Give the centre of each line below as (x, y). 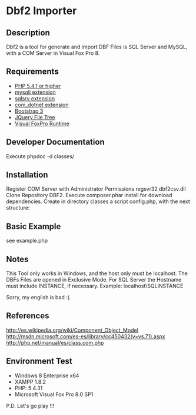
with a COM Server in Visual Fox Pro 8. (53, 53)
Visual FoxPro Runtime (42, 123)
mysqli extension (35, 92)
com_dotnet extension (41, 104)
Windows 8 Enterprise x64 (47, 375)
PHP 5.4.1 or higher (38, 86)
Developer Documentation (55, 142)
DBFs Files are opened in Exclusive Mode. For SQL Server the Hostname (94, 280)
